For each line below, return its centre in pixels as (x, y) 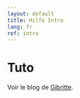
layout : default (31, 14)
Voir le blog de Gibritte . (40, 87)
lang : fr (20, 27)
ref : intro (23, 33)
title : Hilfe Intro (35, 20)
